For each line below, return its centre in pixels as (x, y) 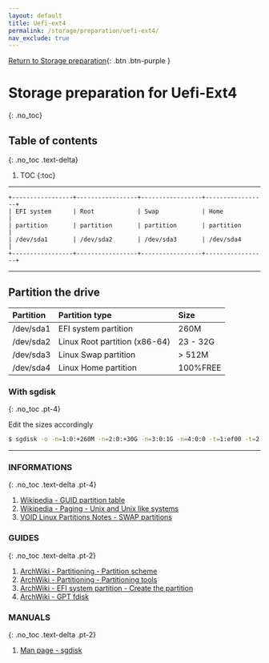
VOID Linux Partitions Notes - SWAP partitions (96, 517)
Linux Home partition (98, 368)
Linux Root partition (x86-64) (114, 341)
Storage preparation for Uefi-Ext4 (123, 93)
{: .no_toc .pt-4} (35, 409)
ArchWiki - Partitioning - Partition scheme (88, 571)
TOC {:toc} (38, 175)
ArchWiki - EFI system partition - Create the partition (106, 588)
